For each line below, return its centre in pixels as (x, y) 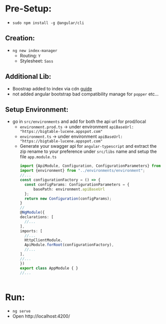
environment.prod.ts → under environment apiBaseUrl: (77, 127)
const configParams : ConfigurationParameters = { (77, 184)
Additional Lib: (28, 77)
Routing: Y (30, 55)
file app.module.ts (38, 157)
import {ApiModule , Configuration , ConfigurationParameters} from (90, 166)
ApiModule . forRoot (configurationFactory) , (69, 245)
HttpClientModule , (43, 240)
